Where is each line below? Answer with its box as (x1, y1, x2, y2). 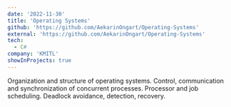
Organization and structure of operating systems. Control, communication (7, 76, 225, 85)
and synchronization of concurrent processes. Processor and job (7, 83, 199, 93)
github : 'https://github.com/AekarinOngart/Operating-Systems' (7, 24, 200, 31)
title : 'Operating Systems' (7, 17, 91, 24)
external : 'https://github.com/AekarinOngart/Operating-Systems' (7, 30, 205, 38)
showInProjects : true (7, 57, 72, 64)
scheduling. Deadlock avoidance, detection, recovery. (7, 91, 166, 100)
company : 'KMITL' (7, 51, 59, 58)
